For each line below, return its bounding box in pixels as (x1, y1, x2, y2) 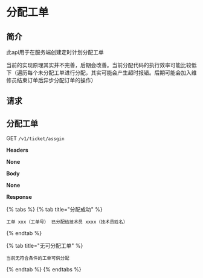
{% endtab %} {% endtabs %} (6, 266, 82, 273)
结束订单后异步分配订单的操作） (16, 77, 97, 83)
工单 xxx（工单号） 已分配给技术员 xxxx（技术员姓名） (6, 219, 128, 225)
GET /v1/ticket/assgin (6, 135, 65, 142)
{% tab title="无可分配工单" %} (6, 242, 83, 250)
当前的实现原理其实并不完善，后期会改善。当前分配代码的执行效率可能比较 (6, 62, 192, 68)
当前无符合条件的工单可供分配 (6, 255, 69, 262)
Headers (6, 146, 28, 154)
